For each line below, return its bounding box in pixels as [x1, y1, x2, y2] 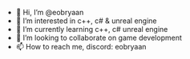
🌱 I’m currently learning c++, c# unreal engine [15, 25, 168, 33]
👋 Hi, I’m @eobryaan [15, 8, 84, 17]
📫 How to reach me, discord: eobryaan [15, 42, 147, 51]
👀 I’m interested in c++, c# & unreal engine [15, 16, 157, 26]
